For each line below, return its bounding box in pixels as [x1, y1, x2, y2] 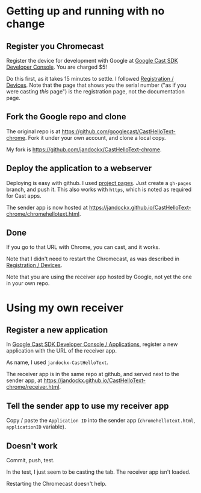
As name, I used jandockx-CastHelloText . [6, 359, 109, 366]
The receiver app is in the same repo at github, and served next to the [6, 371, 179, 378]
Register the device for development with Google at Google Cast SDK [6, 57, 179, 64]
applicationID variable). [6, 423, 66, 430]
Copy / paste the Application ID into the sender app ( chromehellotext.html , [6, 417, 196, 424]
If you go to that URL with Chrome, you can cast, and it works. [6, 243, 161, 251]
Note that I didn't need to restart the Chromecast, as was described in [6, 255, 179, 263]
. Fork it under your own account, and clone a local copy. [25, 134, 167, 141]
